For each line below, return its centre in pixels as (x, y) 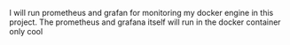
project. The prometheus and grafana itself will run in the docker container (145, 22)
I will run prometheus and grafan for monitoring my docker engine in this (141, 13)
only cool (26, 31)
